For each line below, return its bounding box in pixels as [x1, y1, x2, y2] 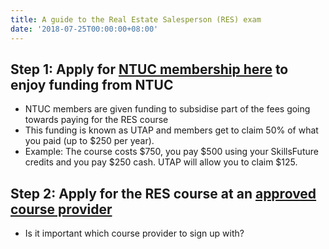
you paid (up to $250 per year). [24, 135, 155, 147]
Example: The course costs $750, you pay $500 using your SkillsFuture [24, 146, 319, 158]
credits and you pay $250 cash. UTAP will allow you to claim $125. [24, 156, 298, 168]
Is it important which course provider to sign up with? [24, 227, 245, 240]
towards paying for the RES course [24, 114, 169, 126]
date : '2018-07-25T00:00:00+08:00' [10, 24, 159, 34]
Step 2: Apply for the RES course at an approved [10, 185, 317, 202]
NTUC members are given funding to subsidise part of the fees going [24, 103, 311, 115]
